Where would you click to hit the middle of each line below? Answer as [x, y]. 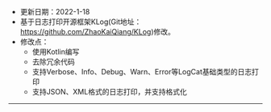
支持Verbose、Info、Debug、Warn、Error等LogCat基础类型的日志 [142, 72]
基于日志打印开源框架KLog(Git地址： [81, 22]
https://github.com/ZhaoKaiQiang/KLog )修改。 [98, 32]
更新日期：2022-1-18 [55, 12]
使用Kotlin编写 [56, 52]
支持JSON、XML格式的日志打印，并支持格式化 [109, 92]
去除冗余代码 [53, 62]
